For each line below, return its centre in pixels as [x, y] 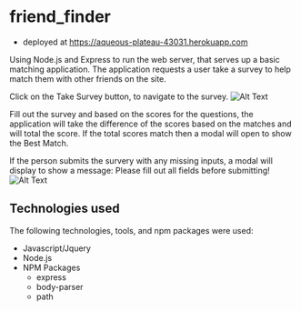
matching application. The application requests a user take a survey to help [150, 69]
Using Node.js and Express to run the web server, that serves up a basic [145, 59]
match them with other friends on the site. [88, 78]
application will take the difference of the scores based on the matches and [150, 124]
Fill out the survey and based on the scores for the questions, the [131, 114]
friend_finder [60, 17]
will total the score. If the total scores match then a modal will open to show [151, 133]
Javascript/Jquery [56, 248]
